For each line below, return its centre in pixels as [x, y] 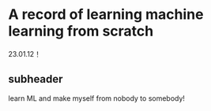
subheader [36, 79]
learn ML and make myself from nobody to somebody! [97, 98]
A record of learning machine [106, 15]
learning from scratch [81, 31]
